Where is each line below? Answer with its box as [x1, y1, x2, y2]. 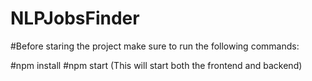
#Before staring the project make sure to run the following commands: [10, 40, 300, 52]
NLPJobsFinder [10, 7, 140, 30]
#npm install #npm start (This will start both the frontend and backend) [10, 59, 303, 71]
